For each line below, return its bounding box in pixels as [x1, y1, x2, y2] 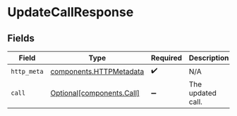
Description [188, 53, 229, 63]
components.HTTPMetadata [50, 66, 145, 76]
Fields [7, 32, 35, 44]
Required [150, 53, 182, 63]
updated [188, 89, 217, 98]
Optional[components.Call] [50, 89, 140, 98]
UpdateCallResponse [7, 4, 134, 20]
